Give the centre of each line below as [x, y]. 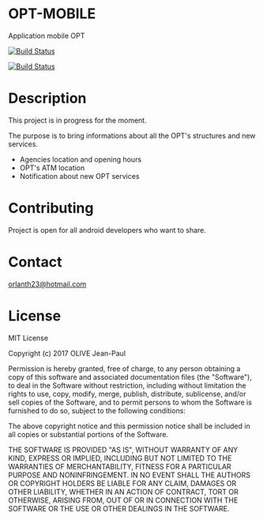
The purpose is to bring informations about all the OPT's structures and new [132, 135]
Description [47, 99]
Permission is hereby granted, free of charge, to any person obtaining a [124, 368]
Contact [35, 262]
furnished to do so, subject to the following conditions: [97, 410]
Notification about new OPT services [79, 176]
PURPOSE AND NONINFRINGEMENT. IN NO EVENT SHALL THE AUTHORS [130, 475]
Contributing [51, 209]
